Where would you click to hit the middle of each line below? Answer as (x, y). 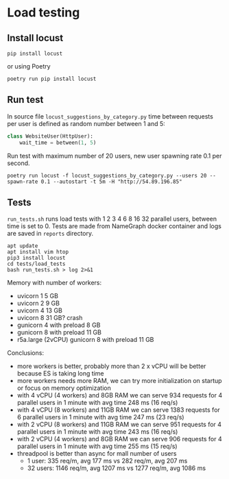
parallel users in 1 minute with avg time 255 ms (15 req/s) (97, 446)
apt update (23, 246)
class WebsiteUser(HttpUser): (50, 136)
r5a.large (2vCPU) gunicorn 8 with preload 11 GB (85, 340)
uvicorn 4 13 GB (40, 310)
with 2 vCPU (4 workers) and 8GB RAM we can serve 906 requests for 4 (119, 439)
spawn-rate (23, 182)
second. (19, 163)
